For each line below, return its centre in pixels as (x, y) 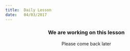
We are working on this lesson (86, 33)
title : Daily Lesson (29, 10)
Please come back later (86, 43)
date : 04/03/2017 (26, 15)
